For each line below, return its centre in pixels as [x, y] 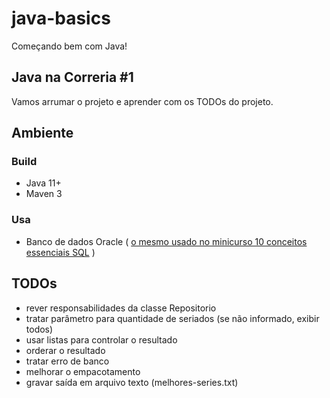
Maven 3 [44, 194]
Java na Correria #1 [72, 77]
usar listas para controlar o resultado [101, 339]
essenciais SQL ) [60, 252]
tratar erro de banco [67, 361]
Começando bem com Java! [69, 46]
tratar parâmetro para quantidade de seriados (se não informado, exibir [172, 318]
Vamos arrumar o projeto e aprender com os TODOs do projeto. [142, 101]
